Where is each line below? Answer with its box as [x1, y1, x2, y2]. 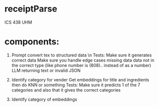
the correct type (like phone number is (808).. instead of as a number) [11, 62, 152, 68]
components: [4, 36, 59, 47]
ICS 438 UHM [4, 19, 32, 25]
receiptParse [4, 3, 58, 14]
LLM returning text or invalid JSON [11, 67, 81, 73]
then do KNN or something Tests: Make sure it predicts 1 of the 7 [11, 82, 141, 88]
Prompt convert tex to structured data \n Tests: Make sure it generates [11, 52, 152, 58]
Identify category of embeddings [11, 96, 77, 102]
